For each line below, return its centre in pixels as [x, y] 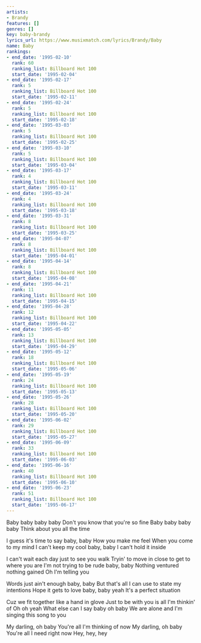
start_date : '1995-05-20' [45, 414]
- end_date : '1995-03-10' [39, 148]
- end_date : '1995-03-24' [39, 193]
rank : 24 [23, 380]
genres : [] [20, 29]
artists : [17, 12]
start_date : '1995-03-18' [45, 210]
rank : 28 [23, 403]
